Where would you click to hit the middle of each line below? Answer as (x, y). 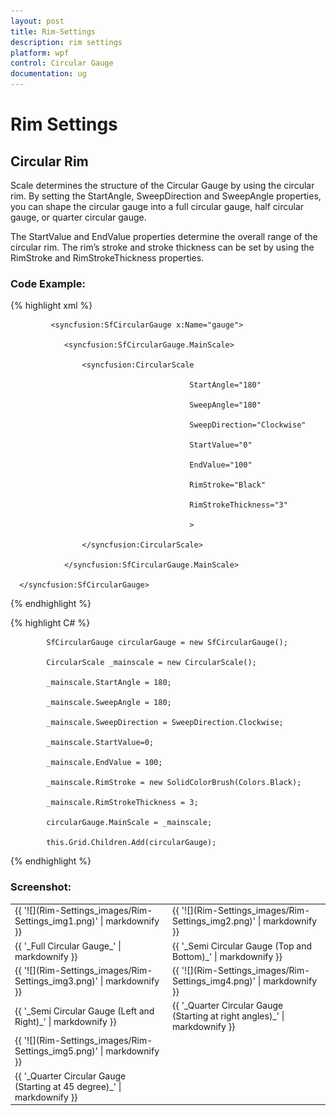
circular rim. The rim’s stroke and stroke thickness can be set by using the (162, 247)
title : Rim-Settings (53, 31)
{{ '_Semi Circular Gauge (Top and (242, 946)
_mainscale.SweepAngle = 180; (109, 703)
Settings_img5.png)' (56, 1051)
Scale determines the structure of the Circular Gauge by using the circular (162, 185)
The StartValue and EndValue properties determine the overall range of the (164, 236)
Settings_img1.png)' (56, 921)
